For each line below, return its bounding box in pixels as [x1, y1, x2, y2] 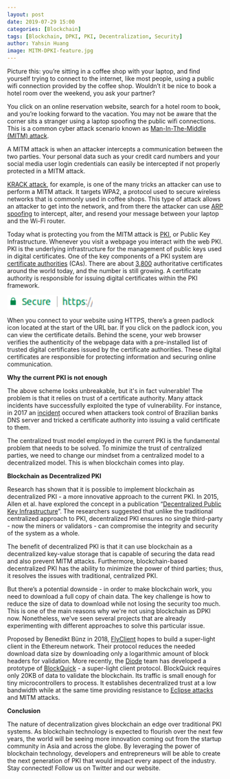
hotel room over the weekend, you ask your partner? [7, 89, 156, 97]
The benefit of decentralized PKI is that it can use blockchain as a [7, 542, 193, 551]
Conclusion [7, 707, 41, 715]
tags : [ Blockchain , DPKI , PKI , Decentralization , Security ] [7, 33, 183, 40]
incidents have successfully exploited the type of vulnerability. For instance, [7, 401, 222, 409]
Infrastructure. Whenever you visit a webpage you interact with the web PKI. [7, 237, 223, 246]
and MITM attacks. [7, 694, 60, 701]
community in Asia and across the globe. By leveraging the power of [7, 742, 200, 750]
